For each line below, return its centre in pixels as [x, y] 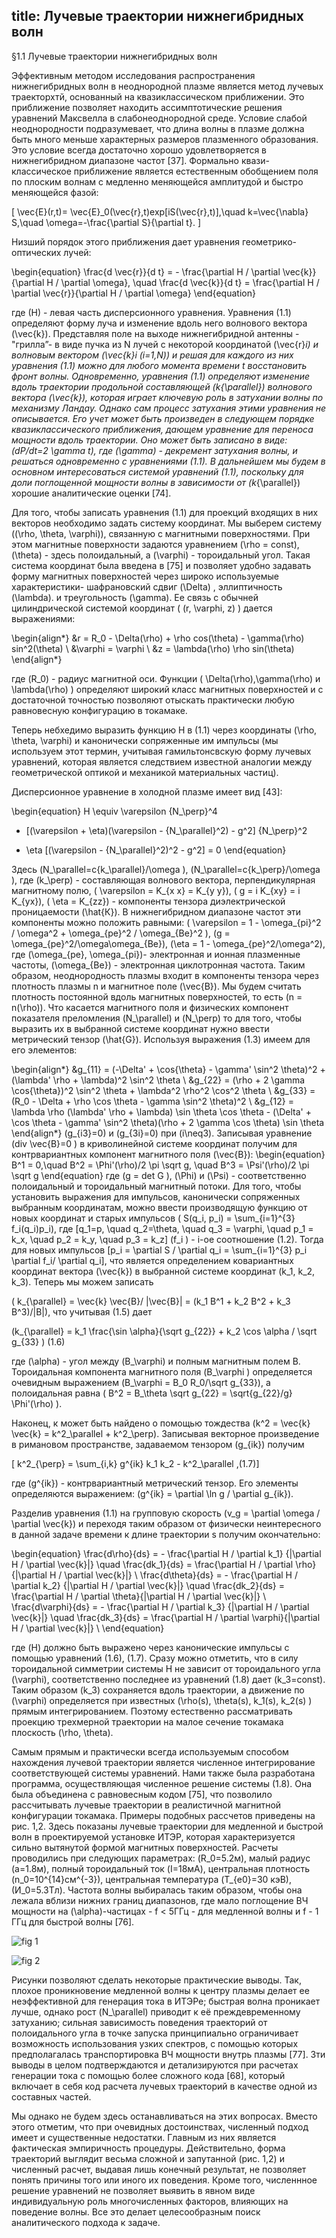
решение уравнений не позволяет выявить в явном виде [133, 2190]
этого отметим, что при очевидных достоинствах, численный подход [160, 2126]
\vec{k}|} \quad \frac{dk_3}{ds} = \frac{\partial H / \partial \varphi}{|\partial [166, 1617]
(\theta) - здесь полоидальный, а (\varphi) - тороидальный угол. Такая [161, 555]
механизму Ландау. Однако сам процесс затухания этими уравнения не [169, 408]
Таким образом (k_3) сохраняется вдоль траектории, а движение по [158, 1690]
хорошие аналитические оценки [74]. [91, 493]
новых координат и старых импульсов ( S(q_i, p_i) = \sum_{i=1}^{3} [153, 1218]
